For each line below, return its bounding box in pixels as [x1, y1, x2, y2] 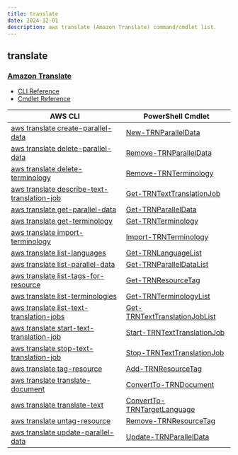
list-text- [57, 303, 89, 313]
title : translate [7, 10, 59, 18]
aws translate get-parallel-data [11, 205, 117, 214]
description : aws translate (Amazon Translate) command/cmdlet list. [7, 23, 217, 30]
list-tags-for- [57, 271, 105, 281]
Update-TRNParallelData [125, 432, 210, 442]
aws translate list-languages [11, 248, 106, 258]
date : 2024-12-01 [7, 17, 59, 24]
